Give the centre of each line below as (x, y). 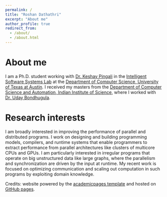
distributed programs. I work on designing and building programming (76, 137)
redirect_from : (21, 28)
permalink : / (19, 10)
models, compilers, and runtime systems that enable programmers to (76, 142)
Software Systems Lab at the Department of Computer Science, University (82, 81)
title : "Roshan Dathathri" (33, 14)
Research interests (45, 117)
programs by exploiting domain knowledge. (50, 174)
